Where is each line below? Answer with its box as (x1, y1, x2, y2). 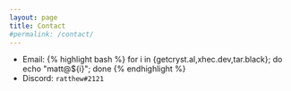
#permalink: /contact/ (9, 29, 94, 38)
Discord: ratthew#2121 (21, 73, 105, 84)
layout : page (9, 12, 58, 22)
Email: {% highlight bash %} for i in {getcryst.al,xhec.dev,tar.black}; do (21, 54, 283, 65)
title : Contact (9, 21, 66, 30)
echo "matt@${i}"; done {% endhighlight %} (21, 63, 186, 74)
